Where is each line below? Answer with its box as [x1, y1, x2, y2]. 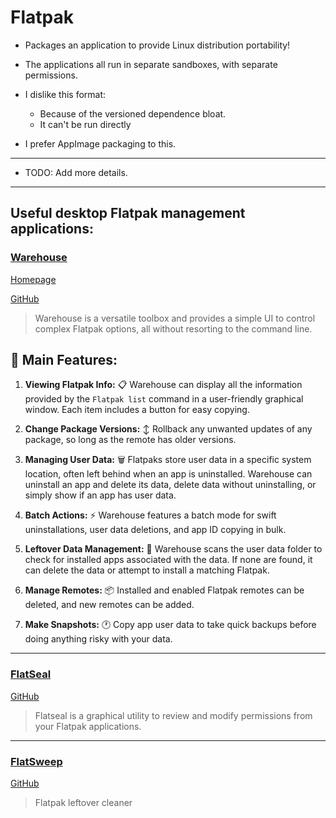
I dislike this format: [24, 88, 107, 100]
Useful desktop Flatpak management [10, 205, 246, 222]
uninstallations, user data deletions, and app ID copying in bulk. [24, 524, 287, 536]
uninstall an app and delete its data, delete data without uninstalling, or [24, 479, 317, 491]
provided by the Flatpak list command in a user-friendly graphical [24, 393, 304, 405]
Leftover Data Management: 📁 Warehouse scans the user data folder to [24, 543, 323, 555]
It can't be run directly [39, 118, 132, 130]
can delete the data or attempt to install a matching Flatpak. [24, 564, 270, 576]
